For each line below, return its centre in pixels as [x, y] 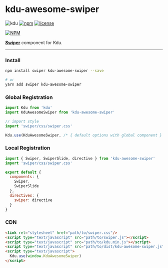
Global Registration [29, 97]
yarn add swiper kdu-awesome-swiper [43, 84]
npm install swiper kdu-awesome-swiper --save [54, 71]
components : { [24, 177]
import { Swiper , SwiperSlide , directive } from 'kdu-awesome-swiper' [80, 158]
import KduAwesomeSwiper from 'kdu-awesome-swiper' [60, 112]
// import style [22, 121]
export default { [23, 172]
